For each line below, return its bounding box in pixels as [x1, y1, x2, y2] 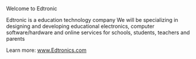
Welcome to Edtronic [6, 5, 58, 12]
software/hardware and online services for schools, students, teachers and [6, 29, 190, 36]
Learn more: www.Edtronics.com [6, 47, 87, 54]
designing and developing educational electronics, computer [6, 23, 154, 29]
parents [6, 35, 25, 42]
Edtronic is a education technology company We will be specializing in [6, 17, 178, 23]
